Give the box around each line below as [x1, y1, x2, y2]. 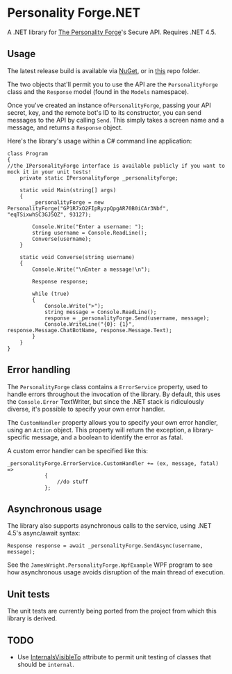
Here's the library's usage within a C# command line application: [7, 136, 192, 145]
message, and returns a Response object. [7, 123, 123, 132]
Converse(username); [32, 235, 92, 242]
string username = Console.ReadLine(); [32, 229, 148, 236]
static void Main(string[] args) [19, 187, 117, 194]
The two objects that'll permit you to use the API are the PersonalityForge [7, 80, 219, 88]
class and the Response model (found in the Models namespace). [7, 87, 189, 95]
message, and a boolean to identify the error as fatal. [31, 433, 183, 441]
